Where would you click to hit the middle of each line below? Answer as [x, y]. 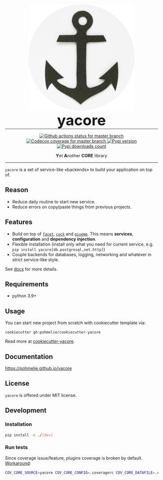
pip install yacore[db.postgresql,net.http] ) [58, 249]
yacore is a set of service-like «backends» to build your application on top [79, 170]
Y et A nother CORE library [81, 156]
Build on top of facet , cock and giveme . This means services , [73, 234]
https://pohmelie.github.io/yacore [38, 368]
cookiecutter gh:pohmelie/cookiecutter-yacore [53, 332]
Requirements [27, 284]
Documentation [29, 356]
